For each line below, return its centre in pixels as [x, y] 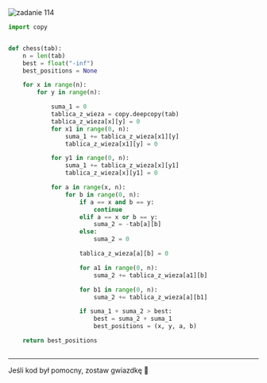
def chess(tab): [35, 48]
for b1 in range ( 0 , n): [118, 290]
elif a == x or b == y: [118, 217]
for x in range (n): [55, 85]
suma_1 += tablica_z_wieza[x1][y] [122, 136]
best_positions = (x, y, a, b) [145, 326]
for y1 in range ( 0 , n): [90, 158]
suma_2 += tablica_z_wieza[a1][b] [151, 275]
